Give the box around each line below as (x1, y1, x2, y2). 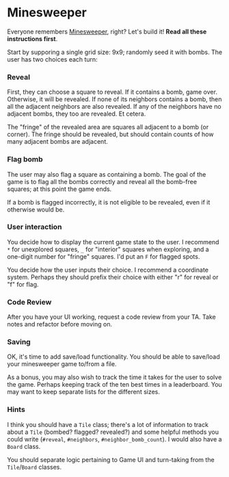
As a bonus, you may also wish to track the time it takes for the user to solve (7, 373, 222, 381)
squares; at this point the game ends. (7, 185, 112, 193)
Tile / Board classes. (7, 463, 62, 471)
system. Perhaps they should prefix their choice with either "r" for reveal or (7, 272, 219, 281)
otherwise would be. (7, 205, 65, 214)
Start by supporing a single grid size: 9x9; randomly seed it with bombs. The (7, 48, 223, 56)
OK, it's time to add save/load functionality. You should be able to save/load (7, 352, 220, 361)
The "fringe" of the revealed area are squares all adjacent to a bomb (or (7, 123, 209, 131)
